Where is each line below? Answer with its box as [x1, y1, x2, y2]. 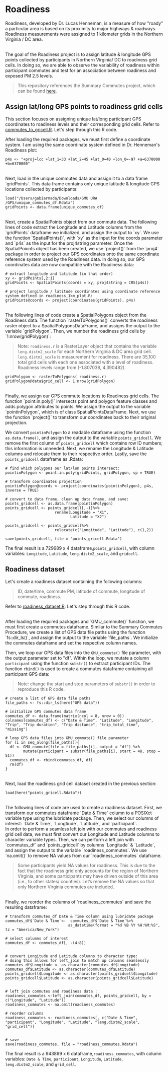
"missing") [5, 727, 28, 732]
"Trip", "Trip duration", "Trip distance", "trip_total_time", [5, 722, 140, 727]
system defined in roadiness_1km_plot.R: [5, 293, 93, 298]
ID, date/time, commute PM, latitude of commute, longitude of [17, 588, 145, 594]
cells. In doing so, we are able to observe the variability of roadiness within [5, 62, 159, 68]
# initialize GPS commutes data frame [5, 709, 86, 714]
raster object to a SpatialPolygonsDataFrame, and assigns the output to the [5, 322, 160, 328]
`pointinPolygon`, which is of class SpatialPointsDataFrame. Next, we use [5, 409, 156, 415]
